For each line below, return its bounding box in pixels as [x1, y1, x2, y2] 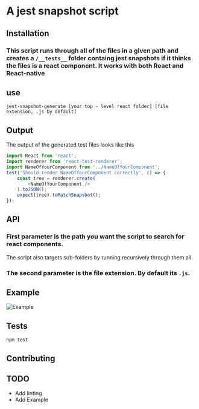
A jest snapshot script [6, 4, 119, 18]
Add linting [14, 390, 42, 397]
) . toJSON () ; [17, 186, 47, 192]
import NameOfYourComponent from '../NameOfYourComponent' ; [6, 164, 161, 170]
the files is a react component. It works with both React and [6, 62, 184, 70]
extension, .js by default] [6, 109, 77, 115]
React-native [6, 69, 45, 77]
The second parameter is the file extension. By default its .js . [6, 268, 191, 277]
